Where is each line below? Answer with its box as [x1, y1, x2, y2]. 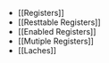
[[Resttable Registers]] [17, 17, 101, 28]
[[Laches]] [17, 45, 56, 56]
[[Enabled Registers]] [17, 27, 96, 36]
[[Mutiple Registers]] [17, 35, 94, 46]
